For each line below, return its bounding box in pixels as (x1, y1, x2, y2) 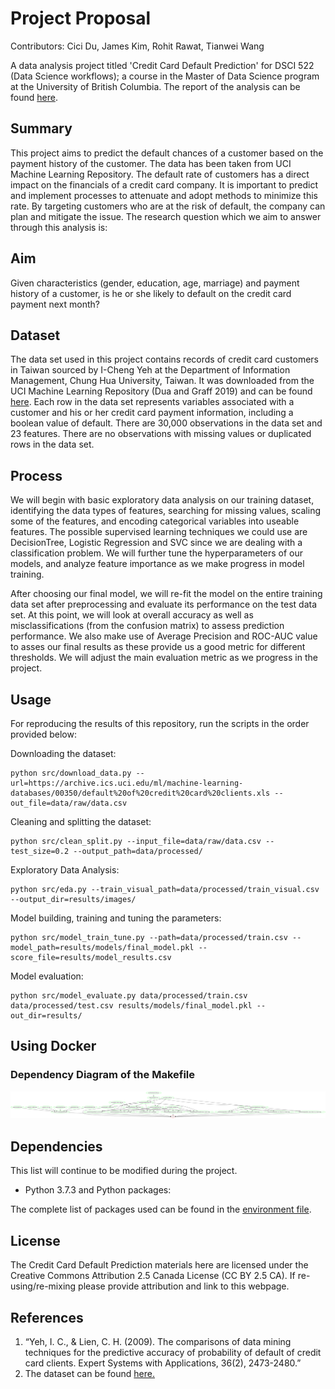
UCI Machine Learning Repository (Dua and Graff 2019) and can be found (10, 385, 313, 397)
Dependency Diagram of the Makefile (10, 1068, 196, 1082)
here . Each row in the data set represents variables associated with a (10, 396, 295, 408)
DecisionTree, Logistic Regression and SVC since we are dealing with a (10, 537, 303, 549)
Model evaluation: (10, 970, 84, 982)
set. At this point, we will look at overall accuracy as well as (10, 609, 254, 621)
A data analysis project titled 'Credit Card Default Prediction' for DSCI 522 (10, 59, 315, 71)
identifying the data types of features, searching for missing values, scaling (10, 505, 322, 517)
